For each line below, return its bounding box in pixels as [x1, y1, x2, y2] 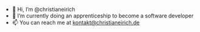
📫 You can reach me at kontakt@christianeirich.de [12, 19, 140, 26]
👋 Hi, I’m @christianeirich [12, 6, 75, 13]
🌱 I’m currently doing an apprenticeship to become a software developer [12, 12, 194, 19]
